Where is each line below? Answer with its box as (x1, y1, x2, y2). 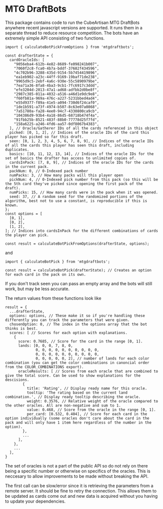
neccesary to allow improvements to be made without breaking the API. (5, 473, 149, 479)
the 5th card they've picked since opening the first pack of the (5, 181, 143, 186)
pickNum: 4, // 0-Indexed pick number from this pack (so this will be (9, 177, 159, 182)
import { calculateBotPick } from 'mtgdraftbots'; (5, 259, 110, 264)
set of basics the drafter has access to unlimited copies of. (5, 155, 137, 161)
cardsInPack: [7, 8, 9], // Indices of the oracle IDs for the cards (9, 160, 154, 165)
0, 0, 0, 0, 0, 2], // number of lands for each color (36, 356, 150, 361)
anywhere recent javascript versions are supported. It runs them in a (5, 24, 143, 30)
